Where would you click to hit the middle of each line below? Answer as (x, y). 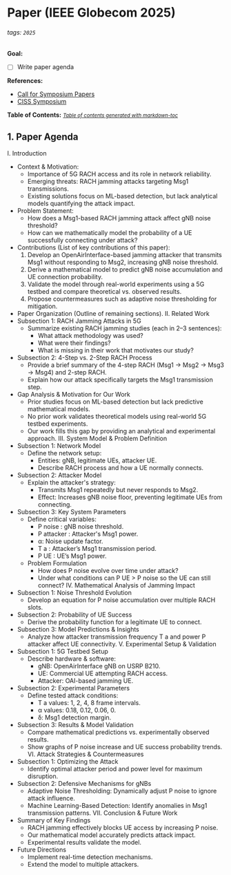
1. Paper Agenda (43, 137)
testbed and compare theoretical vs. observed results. (104, 292)
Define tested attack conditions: (73, 695)
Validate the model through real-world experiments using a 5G (116, 284)
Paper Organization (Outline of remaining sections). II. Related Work (113, 314)
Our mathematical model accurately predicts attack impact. (112, 835)
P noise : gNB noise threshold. (81, 527)
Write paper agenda (46, 67)
